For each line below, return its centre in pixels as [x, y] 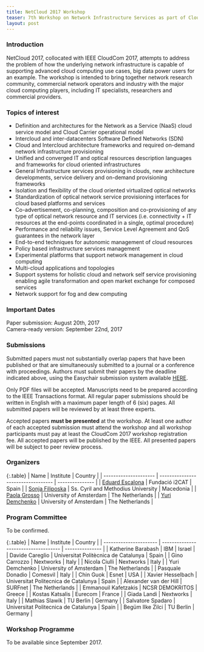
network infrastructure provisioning [59, 151]
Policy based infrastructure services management [77, 248]
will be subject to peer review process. [55, 447]
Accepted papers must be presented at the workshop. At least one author [99, 421]
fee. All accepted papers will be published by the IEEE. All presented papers [101, 440]
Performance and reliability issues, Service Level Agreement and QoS [102, 229]
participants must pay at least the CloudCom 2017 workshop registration [97, 433]
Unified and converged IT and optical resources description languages [104, 158]
